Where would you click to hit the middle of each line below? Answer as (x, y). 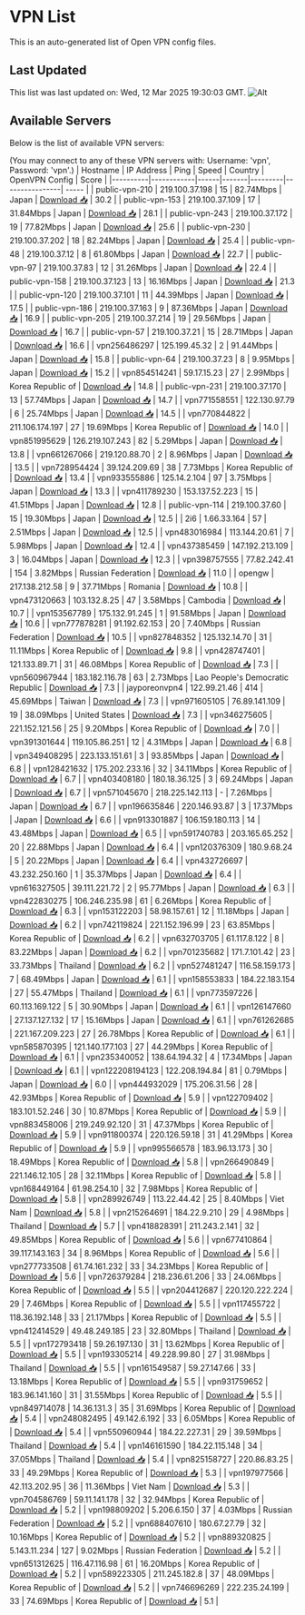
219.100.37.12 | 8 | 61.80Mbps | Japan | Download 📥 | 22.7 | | (140, 254)
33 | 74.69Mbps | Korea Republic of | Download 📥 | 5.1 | (114, 1600)
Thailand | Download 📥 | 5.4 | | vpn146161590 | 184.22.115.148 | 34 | (136, 1445)
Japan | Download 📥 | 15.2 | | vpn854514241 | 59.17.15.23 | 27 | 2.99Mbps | (149, 372)
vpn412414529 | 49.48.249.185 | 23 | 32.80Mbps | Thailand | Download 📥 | (150, 1331)
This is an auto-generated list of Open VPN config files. (113, 42)
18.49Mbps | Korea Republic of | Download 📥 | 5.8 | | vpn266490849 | (142, 1162)
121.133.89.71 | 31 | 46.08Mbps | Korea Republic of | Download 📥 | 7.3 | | (144, 664)
